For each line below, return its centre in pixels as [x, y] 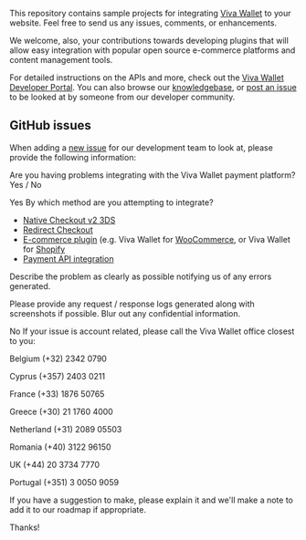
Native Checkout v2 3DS [69, 220]
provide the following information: [73, 157]
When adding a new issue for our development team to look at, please [142, 147]
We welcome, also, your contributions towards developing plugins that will [149, 41]
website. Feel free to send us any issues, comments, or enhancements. [143, 23]
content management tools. [61, 60]
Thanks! [25, 527]
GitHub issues [50, 125]
